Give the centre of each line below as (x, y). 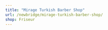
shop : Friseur (20, 19)
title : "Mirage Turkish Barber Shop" (45, 10)
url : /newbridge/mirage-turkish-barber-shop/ (54, 15)
